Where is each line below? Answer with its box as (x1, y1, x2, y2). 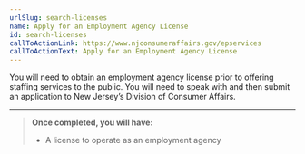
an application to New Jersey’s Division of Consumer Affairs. (9, 91, 236, 102)
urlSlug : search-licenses (9, 13, 107, 23)
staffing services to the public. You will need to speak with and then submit (9, 82, 290, 92)
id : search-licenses (9, 30, 88, 39)
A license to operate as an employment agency (44, 135, 221, 146)
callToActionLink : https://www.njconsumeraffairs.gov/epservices (9, 38, 261, 48)
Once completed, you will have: (31, 117, 153, 128)
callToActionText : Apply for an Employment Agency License (9, 47, 238, 56)
